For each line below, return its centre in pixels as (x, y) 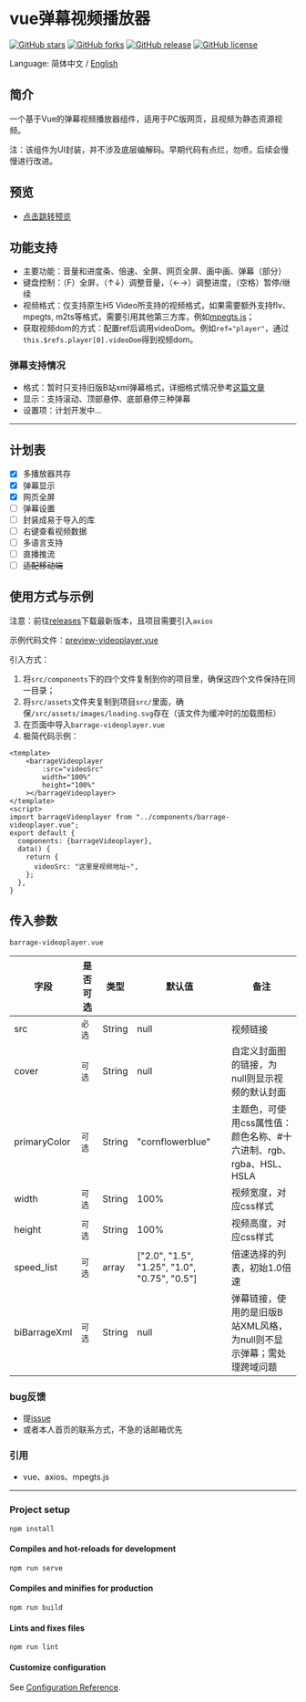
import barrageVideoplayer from (71, 817)
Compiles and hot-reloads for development (93, 1549)
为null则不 (253, 1340)
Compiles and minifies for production (82, 1588)
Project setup (40, 1509)
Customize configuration (58, 1667)
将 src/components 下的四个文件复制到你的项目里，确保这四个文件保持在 (155, 679)
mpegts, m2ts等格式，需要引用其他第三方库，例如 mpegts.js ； (138, 317)
